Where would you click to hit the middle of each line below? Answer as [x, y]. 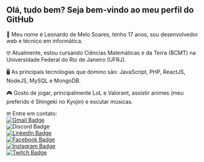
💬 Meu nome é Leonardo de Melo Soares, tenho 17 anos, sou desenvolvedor [102, 34]
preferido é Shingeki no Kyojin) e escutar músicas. [70, 101]
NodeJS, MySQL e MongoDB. [44, 80]
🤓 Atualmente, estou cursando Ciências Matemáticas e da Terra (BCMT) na [101, 53]
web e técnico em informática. [45, 41]
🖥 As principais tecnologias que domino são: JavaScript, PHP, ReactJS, [96, 72]
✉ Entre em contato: [32, 113]
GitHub [20, 20]
